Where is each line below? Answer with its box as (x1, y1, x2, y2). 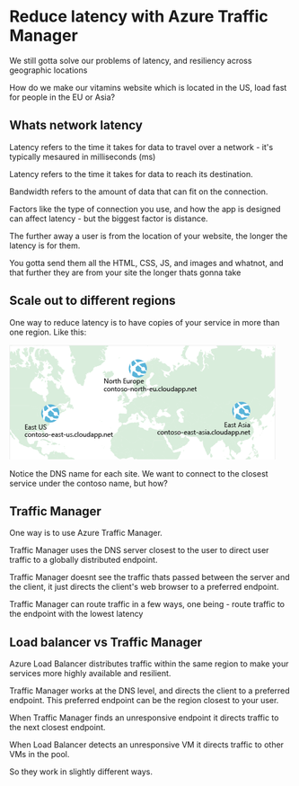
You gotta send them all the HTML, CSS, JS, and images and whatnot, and (9, 257, 285, 268)
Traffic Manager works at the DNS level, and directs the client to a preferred (9, 685, 290, 696)
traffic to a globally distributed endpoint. (9, 555, 158, 566)
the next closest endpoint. (9, 722, 106, 733)
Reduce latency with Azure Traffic (9, 6, 268, 27)
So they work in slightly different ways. (9, 766, 153, 777)
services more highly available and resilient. (9, 668, 171, 679)
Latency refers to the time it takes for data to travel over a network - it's (9, 141, 274, 152)
